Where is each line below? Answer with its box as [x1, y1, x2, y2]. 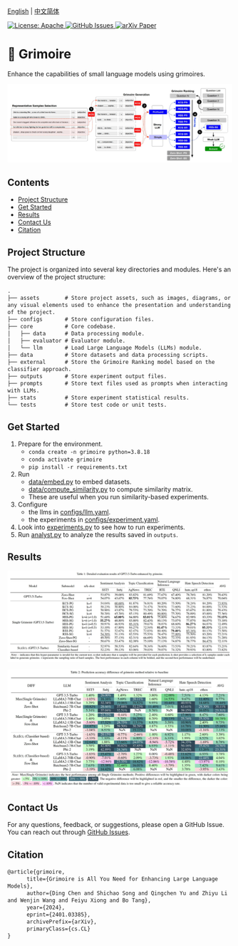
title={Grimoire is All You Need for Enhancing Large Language [26, 875, 219, 883]
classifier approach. [7, 366, 72, 373]
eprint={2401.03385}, [26, 911, 91, 918]
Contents [7, 177, 50, 189]
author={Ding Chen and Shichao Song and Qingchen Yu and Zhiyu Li [26, 890, 228, 897]
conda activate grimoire [28, 456, 103, 464]
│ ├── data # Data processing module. [7, 331, 145, 338]
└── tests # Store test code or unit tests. [7, 402, 167, 409]
